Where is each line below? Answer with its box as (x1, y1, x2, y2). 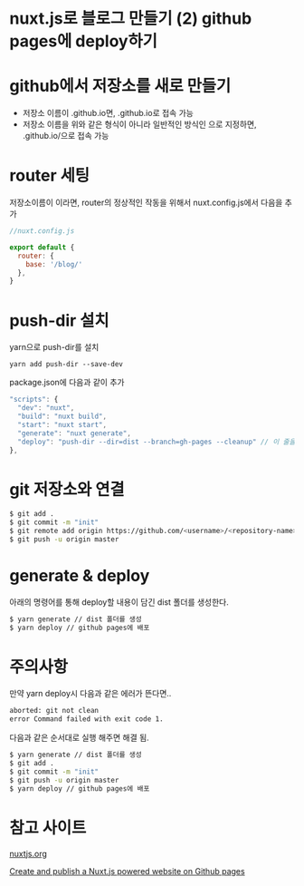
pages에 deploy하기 (9, 31, 158, 52)
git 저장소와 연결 (9, 479, 125, 500)
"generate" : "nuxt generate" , (17, 428, 131, 438)
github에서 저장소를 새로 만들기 (9, 76, 232, 96)
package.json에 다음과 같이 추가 (9, 377, 125, 388)
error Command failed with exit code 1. (9, 715, 165, 724)
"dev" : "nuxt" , (17, 404, 75, 413)
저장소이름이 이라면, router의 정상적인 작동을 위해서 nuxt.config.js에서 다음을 (9, 197, 283, 209)
